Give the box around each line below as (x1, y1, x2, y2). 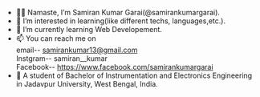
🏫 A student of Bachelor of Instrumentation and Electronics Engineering (15, 71, 253, 80)
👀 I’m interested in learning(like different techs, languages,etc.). (15, 16, 226, 26)
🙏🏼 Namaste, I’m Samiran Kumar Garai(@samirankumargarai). (15, 8, 221, 17)
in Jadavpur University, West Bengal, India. (15, 79, 158, 88)
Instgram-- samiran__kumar (15, 54, 108, 63)
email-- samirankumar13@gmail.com (15, 45, 138, 55)
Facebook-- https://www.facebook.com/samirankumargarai (15, 63, 214, 71)
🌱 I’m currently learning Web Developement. (15, 25, 163, 34)
